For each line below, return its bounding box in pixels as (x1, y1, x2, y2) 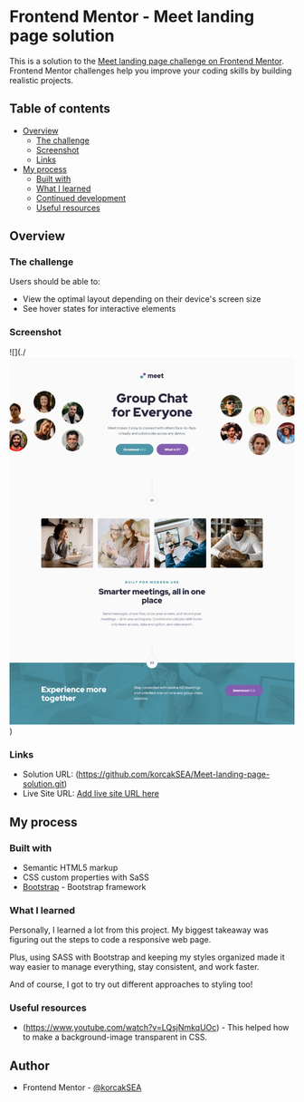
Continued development (35, 192, 127, 203)
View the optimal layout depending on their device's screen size (22, 294, 261, 304)
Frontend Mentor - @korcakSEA (22, 1082, 142, 1093)
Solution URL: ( (22, 768, 79, 780)
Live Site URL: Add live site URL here (22, 788, 160, 799)
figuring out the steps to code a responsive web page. (9, 934, 212, 945)
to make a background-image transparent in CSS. (22, 1031, 208, 1043)
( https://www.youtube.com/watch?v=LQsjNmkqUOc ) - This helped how (22, 1022, 290, 1033)
